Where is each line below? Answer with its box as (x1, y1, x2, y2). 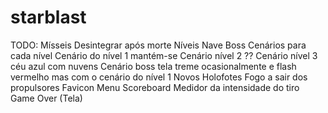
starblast (10, 6, 87, 29)
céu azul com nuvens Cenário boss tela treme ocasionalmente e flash (10, 60, 297, 72)
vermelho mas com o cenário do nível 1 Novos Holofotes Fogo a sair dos (10, 71, 308, 83)
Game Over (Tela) (10, 92, 83, 104)
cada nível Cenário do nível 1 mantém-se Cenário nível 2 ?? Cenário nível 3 (10, 49, 318, 61)
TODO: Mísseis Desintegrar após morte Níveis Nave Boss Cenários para (10, 39, 307, 51)
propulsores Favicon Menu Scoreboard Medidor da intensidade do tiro (10, 81, 300, 93)
